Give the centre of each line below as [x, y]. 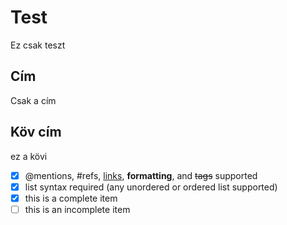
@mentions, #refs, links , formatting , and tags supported [141, 175]
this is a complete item [71, 198]
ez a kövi [29, 156]
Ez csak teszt [38, 45]
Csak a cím [33, 100]
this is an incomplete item [77, 209]
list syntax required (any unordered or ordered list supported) [151, 187]
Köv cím [36, 132]
